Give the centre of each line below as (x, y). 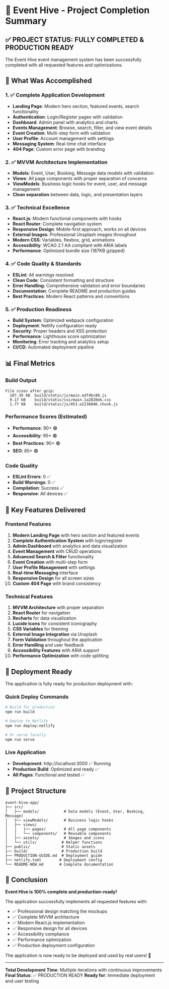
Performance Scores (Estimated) (46, 417)
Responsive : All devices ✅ (40, 494)
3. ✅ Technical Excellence (37, 207)
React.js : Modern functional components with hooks (67, 218)
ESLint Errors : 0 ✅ (32, 477)
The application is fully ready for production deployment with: (69, 683)
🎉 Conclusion (26, 880)
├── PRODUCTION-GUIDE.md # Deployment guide (54, 855)
